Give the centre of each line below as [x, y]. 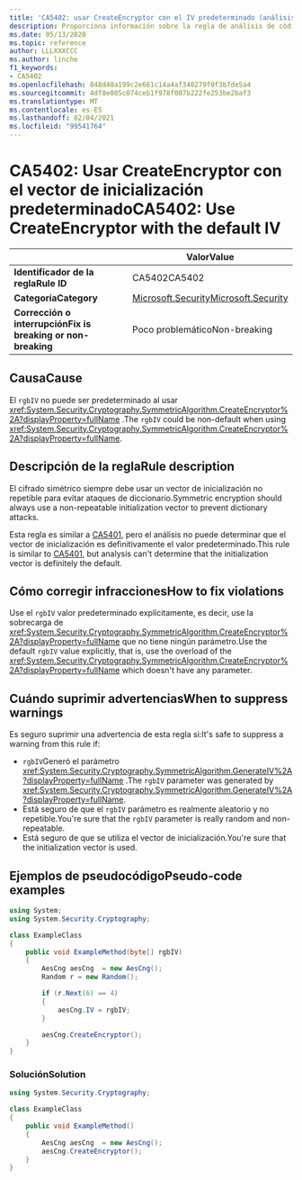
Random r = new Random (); [90, 977]
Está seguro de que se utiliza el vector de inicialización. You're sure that [154, 838]
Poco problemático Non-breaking [202, 329]
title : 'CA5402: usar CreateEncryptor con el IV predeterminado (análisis [152, 18]
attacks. [24, 517]
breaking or [39, 335]
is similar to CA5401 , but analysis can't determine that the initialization [139, 554]
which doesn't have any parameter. [187, 671]
